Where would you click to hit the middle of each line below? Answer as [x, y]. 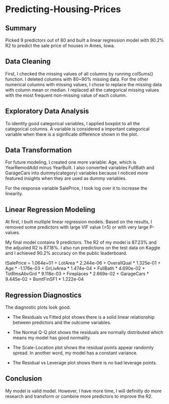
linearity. [14, 194]
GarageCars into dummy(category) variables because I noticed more [77, 173]
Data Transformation [39, 150]
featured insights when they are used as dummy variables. [66, 178]
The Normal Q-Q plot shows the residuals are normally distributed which [88, 333]
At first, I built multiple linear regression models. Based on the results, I [79, 222]
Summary [21, 28]
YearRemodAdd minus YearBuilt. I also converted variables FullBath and [80, 168]
